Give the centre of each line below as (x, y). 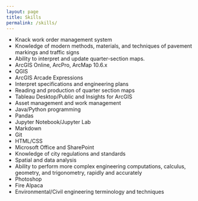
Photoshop (28, 179)
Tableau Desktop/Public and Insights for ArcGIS (74, 97)
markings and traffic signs (47, 52)
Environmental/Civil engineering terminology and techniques (89, 192)
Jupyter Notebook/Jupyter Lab (53, 122)
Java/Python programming (48, 109)
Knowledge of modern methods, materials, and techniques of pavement (103, 46)
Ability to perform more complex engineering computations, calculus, (100, 166)
